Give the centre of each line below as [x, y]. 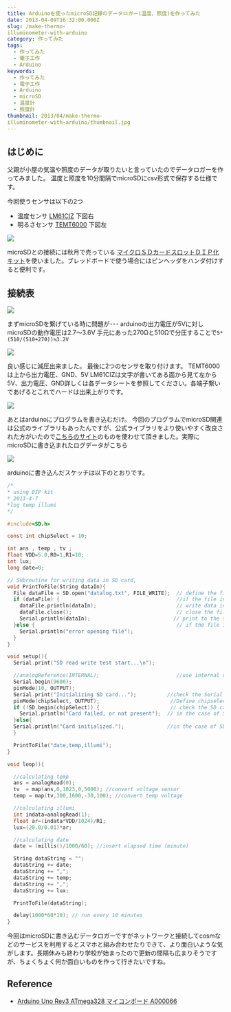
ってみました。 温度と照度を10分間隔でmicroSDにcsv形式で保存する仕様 [109, 178]
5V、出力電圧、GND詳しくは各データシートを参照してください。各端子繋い [114, 383]
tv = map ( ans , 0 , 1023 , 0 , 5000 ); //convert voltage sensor [97, 789]
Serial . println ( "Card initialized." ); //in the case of [115, 726]
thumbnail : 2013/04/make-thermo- [55, 116]
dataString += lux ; [41, 891]
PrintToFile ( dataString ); [51, 903]
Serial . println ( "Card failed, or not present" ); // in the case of [120, 714]
